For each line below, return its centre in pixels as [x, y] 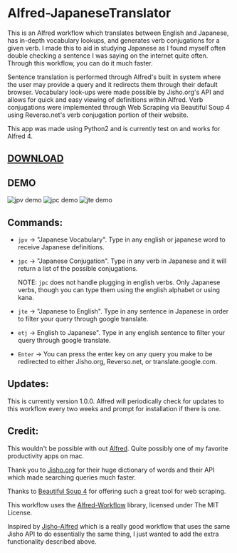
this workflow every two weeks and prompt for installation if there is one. [114, 408]
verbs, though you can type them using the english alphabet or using [119, 289]
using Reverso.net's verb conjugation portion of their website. [98, 115]
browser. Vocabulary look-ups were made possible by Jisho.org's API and [116, 92]
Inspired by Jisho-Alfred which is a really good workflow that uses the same [119, 526]
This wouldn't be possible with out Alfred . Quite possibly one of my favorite [118, 448]
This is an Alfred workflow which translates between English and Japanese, [118, 33]
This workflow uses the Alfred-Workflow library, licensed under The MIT [113, 505]
